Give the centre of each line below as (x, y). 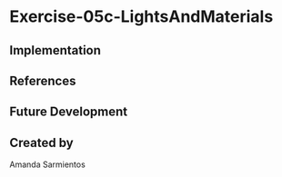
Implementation (55, 50)
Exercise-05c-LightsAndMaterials (141, 17)
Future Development (69, 112)
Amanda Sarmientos (48, 164)
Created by (42, 143)
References (43, 80)
